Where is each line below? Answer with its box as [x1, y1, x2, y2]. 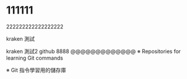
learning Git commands [6, 54, 64, 61]
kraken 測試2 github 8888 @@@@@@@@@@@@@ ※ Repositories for [6, 48, 181, 55]
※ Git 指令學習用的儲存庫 [6, 66, 66, 74]
